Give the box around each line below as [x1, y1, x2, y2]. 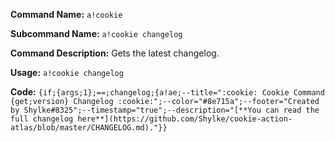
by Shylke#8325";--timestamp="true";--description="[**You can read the [10, 105, 320, 115]
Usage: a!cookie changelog [10, 67, 124, 78]
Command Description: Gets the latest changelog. [10, 47, 220, 59]
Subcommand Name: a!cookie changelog [10, 28, 183, 39]
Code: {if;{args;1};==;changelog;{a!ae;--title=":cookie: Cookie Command [10, 86, 325, 98]
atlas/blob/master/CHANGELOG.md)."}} [10, 123, 168, 133]
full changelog [10, 114, 74, 124]
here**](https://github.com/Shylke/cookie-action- [77, 114, 293, 124]
